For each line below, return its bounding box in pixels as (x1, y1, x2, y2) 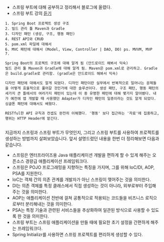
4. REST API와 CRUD (5, 37, 44, 42)
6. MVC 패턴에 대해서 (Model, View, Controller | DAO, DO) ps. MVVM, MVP (5, 47, 153, 52)
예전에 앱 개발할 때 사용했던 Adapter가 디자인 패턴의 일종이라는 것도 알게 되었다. (10, 96, 157, 101)
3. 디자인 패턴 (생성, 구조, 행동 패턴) (5, 31, 75, 36)
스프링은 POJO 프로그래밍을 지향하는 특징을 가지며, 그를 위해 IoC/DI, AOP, (12, 164, 155, 170)
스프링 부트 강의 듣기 (12, 10, 52, 16)
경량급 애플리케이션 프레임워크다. (25, 158, 89, 164)
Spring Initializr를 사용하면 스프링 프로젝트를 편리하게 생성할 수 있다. (12, 232, 143, 237)
